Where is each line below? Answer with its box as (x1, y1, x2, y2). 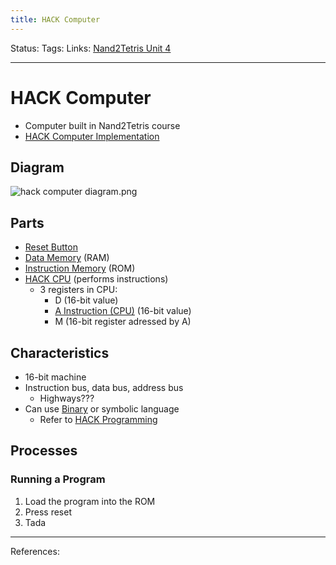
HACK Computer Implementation (24, 130, 160, 142)
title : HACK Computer (10, 14, 101, 25)
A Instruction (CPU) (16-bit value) (54, 305, 192, 317)
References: (10, 545, 60, 557)
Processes (10, 442, 78, 460)
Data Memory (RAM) (24, 252, 110, 264)
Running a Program (10, 472, 106, 486)
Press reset (24, 506, 72, 518)
